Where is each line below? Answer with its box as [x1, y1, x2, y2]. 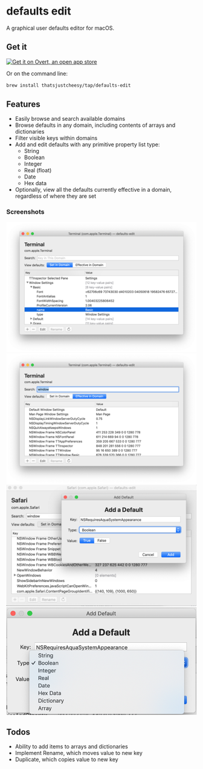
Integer [24, 160, 42, 168]
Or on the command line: [6, 70, 68, 77]
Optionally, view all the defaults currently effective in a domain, [14, 186, 172, 194]
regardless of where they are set [14, 192, 97, 200]
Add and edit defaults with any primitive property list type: [14, 141, 160, 148]
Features [6, 99, 40, 110]
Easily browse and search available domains [14, 115, 126, 123]
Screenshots [6, 208, 45, 216]
